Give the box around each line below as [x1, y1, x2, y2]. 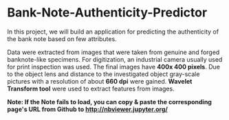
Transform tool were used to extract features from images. [7, 84, 175, 93]
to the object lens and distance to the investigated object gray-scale [7, 70, 200, 78]
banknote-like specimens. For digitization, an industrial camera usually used [7, 55, 223, 63]
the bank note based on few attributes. [7, 34, 117, 43]
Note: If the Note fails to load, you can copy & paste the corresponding [7, 97, 212, 106]
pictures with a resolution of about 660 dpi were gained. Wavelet [7, 77, 193, 85]
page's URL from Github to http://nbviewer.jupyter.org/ [7, 105, 168, 113]
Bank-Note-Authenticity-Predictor [7, 5, 208, 21]
